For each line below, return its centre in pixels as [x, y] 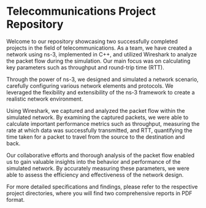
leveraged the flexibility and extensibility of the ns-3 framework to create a [101, 92]
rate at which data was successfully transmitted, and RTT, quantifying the [99, 130]
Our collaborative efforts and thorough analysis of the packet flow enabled [101, 155]
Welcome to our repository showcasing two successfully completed [92, 41]
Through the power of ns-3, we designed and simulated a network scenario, [103, 79]
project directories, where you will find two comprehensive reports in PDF [99, 193]
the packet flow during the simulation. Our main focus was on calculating [98, 61]
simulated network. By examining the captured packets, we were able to [97, 117]
